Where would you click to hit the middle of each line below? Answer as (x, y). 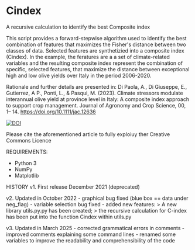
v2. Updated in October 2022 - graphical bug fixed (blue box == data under (97, 198)
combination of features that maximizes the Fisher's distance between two (96, 44)
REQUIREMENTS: (27, 152)
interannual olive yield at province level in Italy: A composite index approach (97, 99)
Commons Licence (29, 140)
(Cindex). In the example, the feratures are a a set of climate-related (88, 57)
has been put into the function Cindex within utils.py (69, 217)
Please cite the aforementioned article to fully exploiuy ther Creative (88, 134)
